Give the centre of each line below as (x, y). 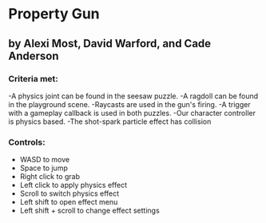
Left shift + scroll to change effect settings (89, 211)
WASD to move (45, 160)
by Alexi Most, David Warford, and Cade (110, 44)
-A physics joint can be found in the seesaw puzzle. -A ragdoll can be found (133, 96)
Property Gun (54, 14)
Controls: (27, 142)
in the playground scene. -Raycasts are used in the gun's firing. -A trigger (129, 104)
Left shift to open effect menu (69, 202)
